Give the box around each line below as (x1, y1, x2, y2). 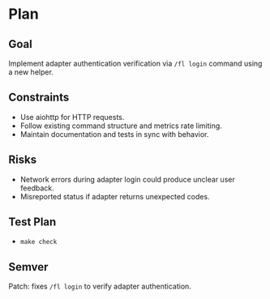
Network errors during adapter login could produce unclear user (19, 174, 235, 184)
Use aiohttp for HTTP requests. (19, 112, 125, 122)
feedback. (19, 183, 54, 193)
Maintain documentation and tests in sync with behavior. (19, 129, 209, 139)
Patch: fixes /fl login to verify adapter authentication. (8, 281, 192, 292)
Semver (8, 260, 49, 274)
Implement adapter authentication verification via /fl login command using (8, 58, 263, 68)
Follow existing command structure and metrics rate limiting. (19, 121, 223, 130)
